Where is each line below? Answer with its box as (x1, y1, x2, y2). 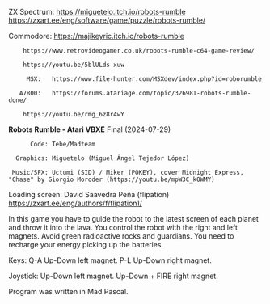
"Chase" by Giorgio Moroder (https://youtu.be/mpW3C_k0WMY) (8, 175, 216, 184)
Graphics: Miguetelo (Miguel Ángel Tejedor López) (15, 154, 190, 163)
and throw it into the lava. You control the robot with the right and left (8, 222, 238, 232)
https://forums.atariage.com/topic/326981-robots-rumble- (51, 89, 251, 97)
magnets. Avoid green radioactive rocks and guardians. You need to (8, 231, 234, 241)
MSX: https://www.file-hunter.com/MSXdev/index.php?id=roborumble (26, 75, 263, 83)
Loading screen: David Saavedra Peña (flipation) (8, 190, 170, 199)
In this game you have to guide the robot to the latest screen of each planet (8, 214, 259, 223)
